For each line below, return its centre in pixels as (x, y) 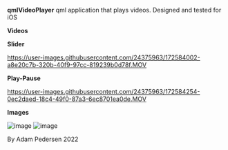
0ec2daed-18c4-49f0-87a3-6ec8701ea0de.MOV (77, 99)
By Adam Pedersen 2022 (43, 139)
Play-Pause (24, 78)
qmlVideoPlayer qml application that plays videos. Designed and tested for (114, 10)
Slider (16, 44)
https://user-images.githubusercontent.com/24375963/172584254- (104, 92)
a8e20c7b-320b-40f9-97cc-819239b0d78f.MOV (77, 65)
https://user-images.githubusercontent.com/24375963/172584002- (104, 57)
